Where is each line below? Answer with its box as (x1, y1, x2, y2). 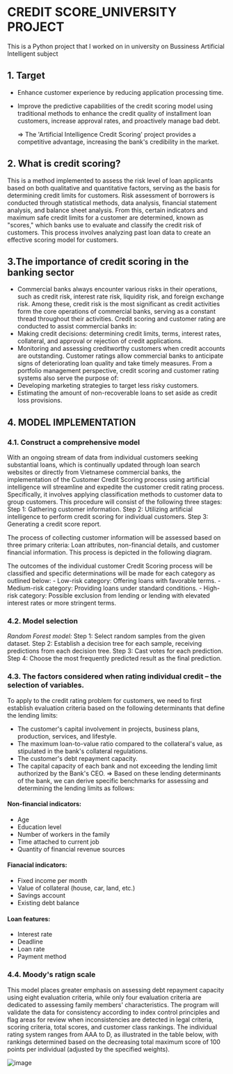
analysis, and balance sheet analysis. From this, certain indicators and (7, 206, 208, 214)
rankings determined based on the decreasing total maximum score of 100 (7, 1037, 221, 1046)
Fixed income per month (17, 877, 88, 885)
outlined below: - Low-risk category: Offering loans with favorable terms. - (7, 577, 221, 585)
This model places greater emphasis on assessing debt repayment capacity (7, 985, 225, 994)
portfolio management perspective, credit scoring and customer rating (17, 367, 219, 375)
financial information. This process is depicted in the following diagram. (7, 548, 212, 557)
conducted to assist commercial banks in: (17, 322, 137, 331)
